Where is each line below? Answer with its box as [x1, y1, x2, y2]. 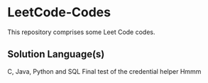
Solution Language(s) [7, 48, 105, 60]
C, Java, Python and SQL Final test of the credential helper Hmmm [7, 67, 202, 75]
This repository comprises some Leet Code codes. [7, 28, 155, 36]
